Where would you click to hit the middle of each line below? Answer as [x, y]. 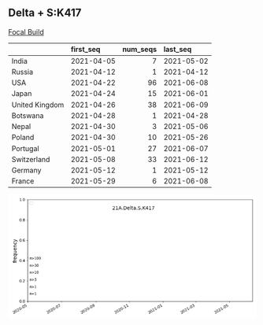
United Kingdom [38, 105]
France [23, 181]
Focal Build [26, 31]
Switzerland [31, 159]
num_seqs [139, 50]
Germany [26, 170]
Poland [23, 138]
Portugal [25, 148]
